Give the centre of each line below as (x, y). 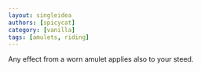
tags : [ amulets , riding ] (49, 37)
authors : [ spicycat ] (42, 23)
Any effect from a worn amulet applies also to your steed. (101, 59)
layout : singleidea (40, 15)
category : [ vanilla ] (42, 30)
